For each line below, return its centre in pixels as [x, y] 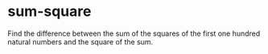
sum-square [49, 12]
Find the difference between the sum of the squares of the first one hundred [134, 33]
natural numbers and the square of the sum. [80, 41]
